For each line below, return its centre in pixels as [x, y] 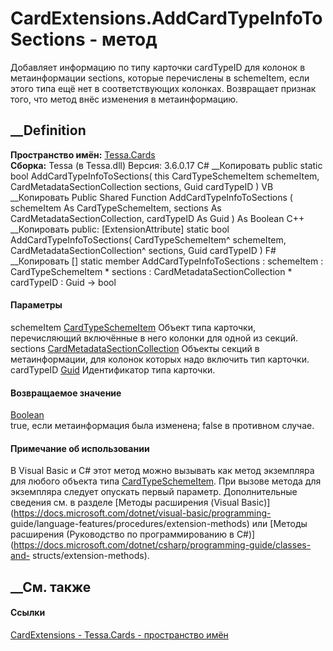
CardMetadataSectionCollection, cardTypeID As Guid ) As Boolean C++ [157, 218]
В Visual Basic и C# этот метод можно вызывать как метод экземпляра [162, 471]
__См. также [51, 587]
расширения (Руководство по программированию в [122, 534]
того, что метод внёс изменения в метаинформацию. [124, 99]
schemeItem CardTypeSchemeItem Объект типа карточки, [133, 327]
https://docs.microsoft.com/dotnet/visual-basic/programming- [142, 513]
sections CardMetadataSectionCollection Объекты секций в [135, 348]
